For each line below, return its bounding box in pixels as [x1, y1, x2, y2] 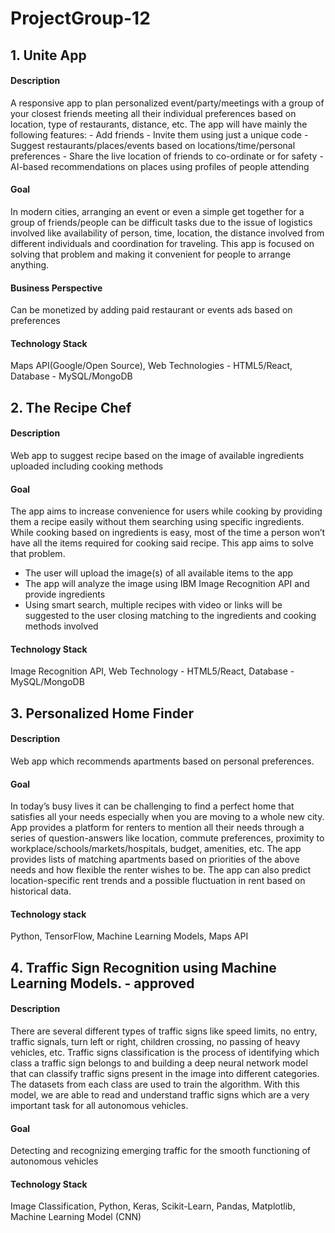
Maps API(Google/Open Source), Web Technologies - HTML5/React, [10, 360, 293, 372]
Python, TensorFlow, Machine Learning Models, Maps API [10, 930, 249, 942]
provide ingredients [24, 588, 106, 601]
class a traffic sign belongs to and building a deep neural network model [10, 1057, 308, 1069]
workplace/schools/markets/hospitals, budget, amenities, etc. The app [10, 843, 302, 855]
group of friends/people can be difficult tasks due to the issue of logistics [10, 216, 313, 228]
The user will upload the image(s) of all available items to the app [24, 567, 294, 579]
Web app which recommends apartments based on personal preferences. [10, 755, 315, 767]
